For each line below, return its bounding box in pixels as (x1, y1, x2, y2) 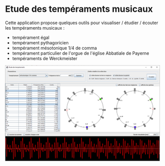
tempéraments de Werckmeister (12, 55, 78, 61)
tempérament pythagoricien (12, 39, 69, 45)
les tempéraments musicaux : (5, 25, 65, 31)
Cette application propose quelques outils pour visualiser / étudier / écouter (5, 20, 159, 26)
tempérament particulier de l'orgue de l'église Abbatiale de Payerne (12, 50, 149, 56)
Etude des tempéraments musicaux (5, 3, 153, 15)
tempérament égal (12, 34, 50, 40)
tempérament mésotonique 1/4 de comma (12, 45, 97, 51)
